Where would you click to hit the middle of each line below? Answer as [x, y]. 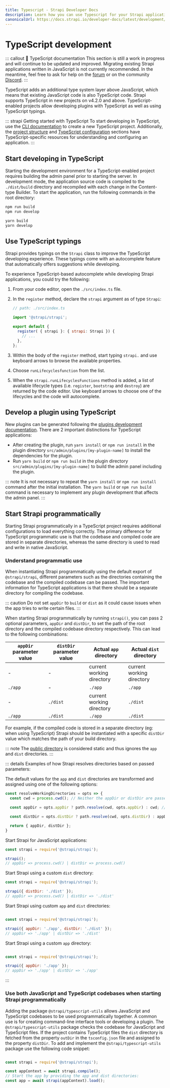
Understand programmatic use [44, 561]
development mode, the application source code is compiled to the [75, 182]
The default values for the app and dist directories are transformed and [80, 779]
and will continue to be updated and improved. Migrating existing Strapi [80, 64]
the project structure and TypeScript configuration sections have [73, 132]
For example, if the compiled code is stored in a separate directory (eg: [79, 728]
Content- [148, 187]
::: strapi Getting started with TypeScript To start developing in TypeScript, [83, 121]
